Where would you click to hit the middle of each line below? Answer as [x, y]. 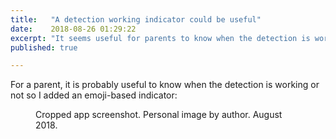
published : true [44, 47]
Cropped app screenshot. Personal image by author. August [159, 115]
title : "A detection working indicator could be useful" [136, 19]
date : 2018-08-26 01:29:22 [73, 29]
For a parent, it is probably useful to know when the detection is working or [165, 85]
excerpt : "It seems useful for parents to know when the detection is [160, 38]
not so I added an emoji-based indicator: [94, 95]
